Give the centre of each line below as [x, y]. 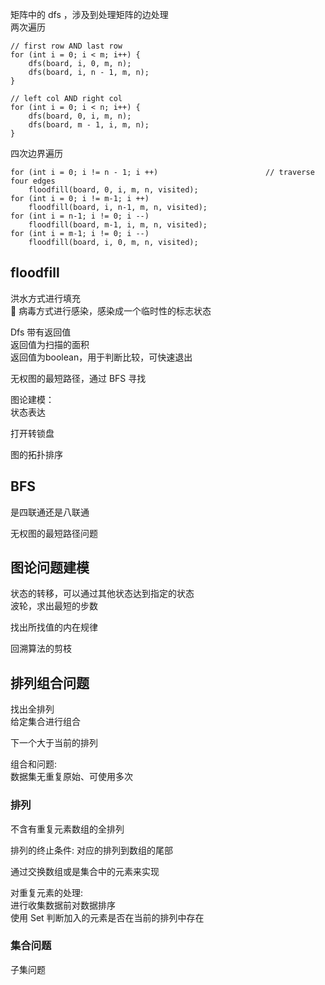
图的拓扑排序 [36, 454]
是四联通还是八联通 [50, 512]
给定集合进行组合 [45, 722]
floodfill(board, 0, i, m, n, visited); [113, 190]
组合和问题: [34, 764]
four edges [33, 181]
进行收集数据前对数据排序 [63, 905]
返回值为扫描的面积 [50, 344]
